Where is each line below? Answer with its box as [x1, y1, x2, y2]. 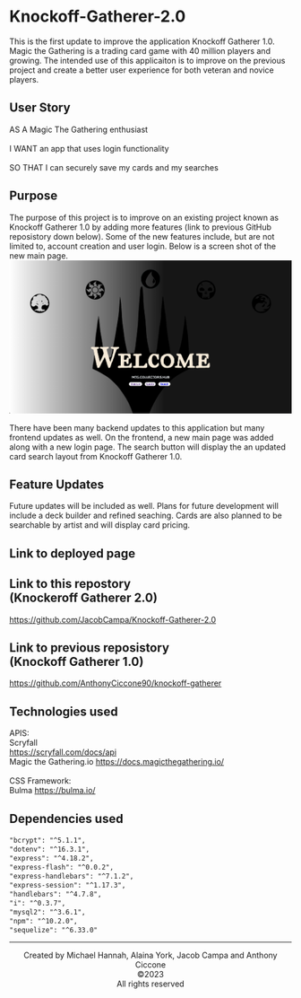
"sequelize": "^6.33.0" [9, 925, 99, 934]
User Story [9, 101, 71, 116]
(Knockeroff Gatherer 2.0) [9, 591, 159, 606]
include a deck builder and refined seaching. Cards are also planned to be [9, 510, 282, 521]
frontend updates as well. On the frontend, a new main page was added [9, 432, 274, 442]
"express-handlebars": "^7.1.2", [9, 871, 134, 880]
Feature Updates [9, 477, 105, 492]
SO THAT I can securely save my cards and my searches [9, 162, 219, 172]
